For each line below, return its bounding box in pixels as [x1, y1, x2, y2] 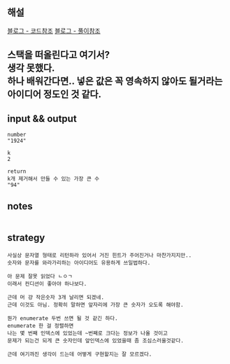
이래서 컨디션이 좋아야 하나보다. [7, 280, 87, 287]
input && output [7, 113, 77, 125]
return [7, 168, 27, 175]
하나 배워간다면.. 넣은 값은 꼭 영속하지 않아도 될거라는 [7, 76, 223, 87]
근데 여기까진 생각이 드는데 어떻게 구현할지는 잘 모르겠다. [7, 351, 152, 358]
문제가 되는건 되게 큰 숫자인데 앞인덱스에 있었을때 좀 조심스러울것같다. [7, 337, 184, 344]
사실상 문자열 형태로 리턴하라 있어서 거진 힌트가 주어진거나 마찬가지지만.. [7, 251, 192, 259]
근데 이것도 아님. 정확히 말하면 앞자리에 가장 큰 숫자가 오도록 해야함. [7, 301, 184, 308]
